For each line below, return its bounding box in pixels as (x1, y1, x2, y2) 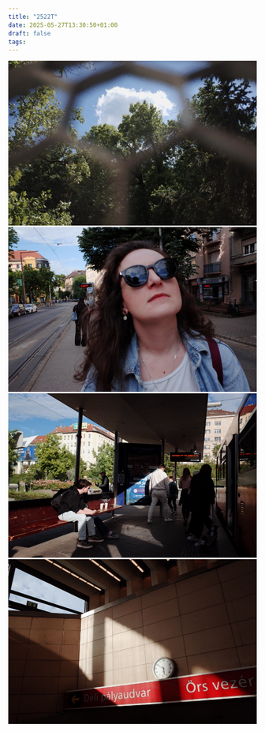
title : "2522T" (8, 13, 58, 21)
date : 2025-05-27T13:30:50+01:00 (8, 21, 118, 29)
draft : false (8, 29, 51, 37)
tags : (8, 38, 26, 46)
